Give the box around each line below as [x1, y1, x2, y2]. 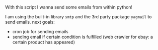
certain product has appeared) [12, 39, 76, 45]
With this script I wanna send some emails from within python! [5, 4, 133, 10]
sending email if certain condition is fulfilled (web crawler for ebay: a [12, 34, 153, 40]
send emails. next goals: [5, 19, 55, 25]
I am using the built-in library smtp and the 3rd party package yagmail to [5, 14, 152, 19]
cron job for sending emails [12, 29, 69, 34]
